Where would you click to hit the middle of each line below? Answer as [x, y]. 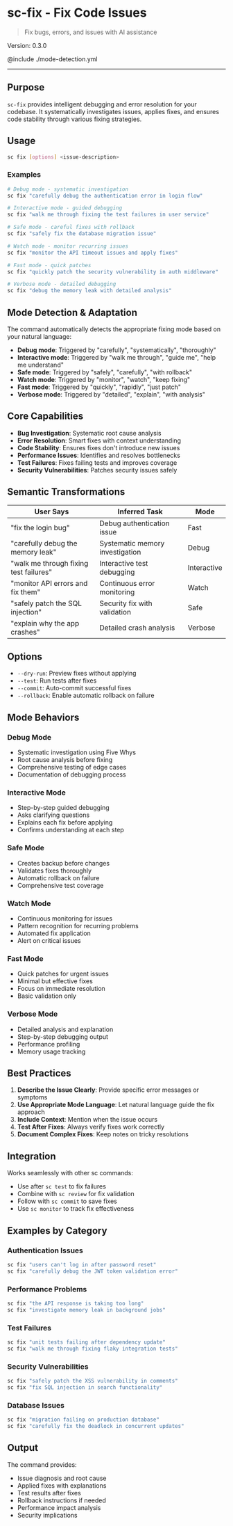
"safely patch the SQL [46, 603]
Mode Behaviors [43, 717]
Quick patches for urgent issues [63, 974]
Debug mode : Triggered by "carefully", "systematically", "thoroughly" [116, 350]
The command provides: [42, 1464]
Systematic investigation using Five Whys [77, 752]
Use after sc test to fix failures [61, 1186]
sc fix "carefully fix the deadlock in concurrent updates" [96, 1426]
